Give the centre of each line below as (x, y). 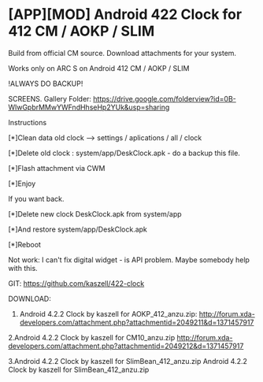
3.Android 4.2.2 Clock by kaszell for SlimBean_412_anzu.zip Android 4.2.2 (128, 361)
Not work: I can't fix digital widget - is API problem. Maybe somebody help (129, 260)
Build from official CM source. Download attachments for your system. (122, 53)
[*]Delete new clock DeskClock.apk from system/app (95, 213)
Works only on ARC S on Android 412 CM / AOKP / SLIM (99, 68)
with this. (23, 268)
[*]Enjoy (22, 184)
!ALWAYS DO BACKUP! (46, 83)
